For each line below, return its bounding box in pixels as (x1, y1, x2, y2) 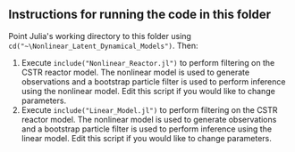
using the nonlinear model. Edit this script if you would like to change (21, 85, 276, 96)
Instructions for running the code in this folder (8, 7, 272, 22)
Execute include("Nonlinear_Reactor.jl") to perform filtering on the (21, 57, 275, 68)
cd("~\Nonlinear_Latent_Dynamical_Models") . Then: (8, 40, 198, 51)
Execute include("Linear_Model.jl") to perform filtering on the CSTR (21, 104, 278, 115)
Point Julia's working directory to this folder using (8, 30, 191, 41)
